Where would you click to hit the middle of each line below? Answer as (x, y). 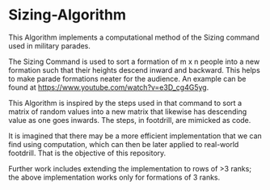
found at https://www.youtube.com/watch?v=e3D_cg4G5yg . (109, 87)
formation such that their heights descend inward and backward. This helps (134, 70)
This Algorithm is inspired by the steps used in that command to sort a (125, 103)
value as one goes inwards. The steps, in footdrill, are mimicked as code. (130, 120)
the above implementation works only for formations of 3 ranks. (114, 177)
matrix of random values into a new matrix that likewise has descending (128, 112)
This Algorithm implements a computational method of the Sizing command (134, 37)
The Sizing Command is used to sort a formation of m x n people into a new (134, 61)
